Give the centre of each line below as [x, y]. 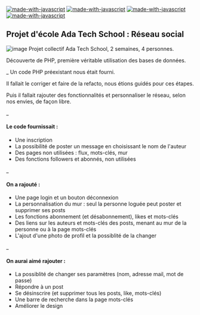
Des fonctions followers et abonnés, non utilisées [75, 159]
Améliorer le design [39, 306]
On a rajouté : [23, 184]
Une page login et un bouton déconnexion [67, 198]
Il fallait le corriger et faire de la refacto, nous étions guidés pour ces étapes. [100, 83]
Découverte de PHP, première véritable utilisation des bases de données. [96, 60]
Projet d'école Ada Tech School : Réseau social [95, 34]
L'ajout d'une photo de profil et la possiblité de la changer [86, 236]
